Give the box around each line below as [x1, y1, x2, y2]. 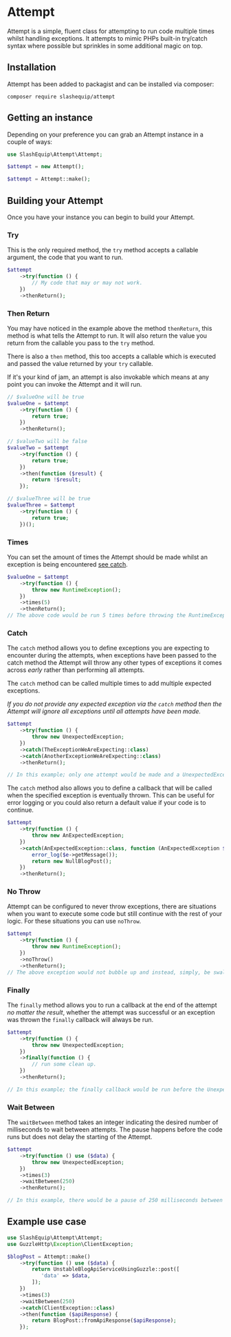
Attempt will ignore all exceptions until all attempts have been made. [7, 707, 201, 715]
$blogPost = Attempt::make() [7, 1253, 91, 1260]
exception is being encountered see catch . [7, 560, 129, 569]
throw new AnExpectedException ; [32, 832, 125, 839]
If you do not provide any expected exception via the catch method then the [7, 700, 222, 708]
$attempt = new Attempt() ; [7, 163, 85, 170]
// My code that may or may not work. [32, 280, 143, 287]
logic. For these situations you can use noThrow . [7, 917, 142, 926]
